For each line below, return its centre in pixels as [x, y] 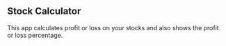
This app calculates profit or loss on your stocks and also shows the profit [113, 27]
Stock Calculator [44, 11]
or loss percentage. [35, 35]
